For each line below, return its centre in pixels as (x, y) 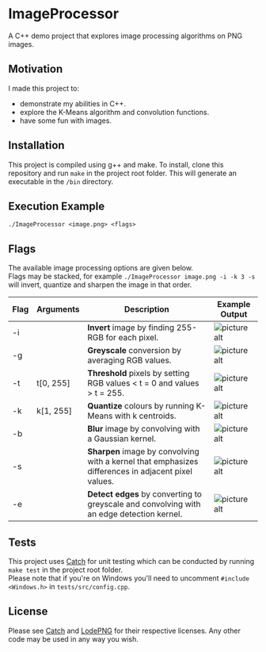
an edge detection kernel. (135, 514)
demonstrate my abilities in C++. (73, 103)
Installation (36, 146)
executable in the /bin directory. (61, 181)
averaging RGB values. (129, 360)
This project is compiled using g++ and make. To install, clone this (116, 164)
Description (146, 309)
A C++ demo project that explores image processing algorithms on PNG (125, 36)
